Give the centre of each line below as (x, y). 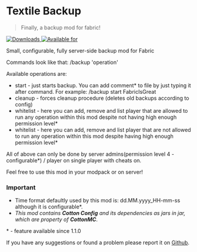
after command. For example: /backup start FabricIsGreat (85, 91)
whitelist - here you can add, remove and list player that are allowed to (101, 110)
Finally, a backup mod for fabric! (61, 27)
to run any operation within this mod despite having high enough (94, 136)
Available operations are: (37, 73)
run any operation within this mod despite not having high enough (96, 117)
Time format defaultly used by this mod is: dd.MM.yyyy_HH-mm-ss (97, 201)
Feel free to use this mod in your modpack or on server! (75, 172)
